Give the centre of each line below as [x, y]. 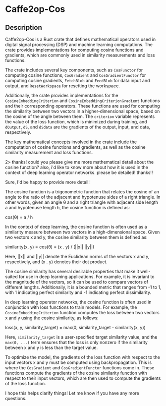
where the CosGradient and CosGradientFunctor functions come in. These [80, 368]
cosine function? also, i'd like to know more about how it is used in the [77, 167]
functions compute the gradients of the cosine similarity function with [76, 373]
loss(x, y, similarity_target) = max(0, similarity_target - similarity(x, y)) [76, 327]
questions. [16, 398]
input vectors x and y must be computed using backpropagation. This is [79, 362]
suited [12, 277]
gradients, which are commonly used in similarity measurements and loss [80, 55]
